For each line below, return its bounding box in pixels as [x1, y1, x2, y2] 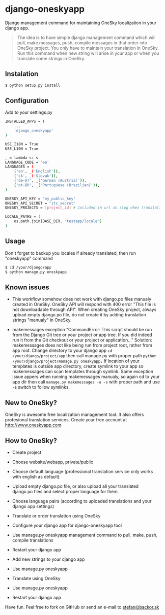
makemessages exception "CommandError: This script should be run [12, 327, 152, 333]
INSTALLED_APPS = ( [5, 119, 45, 124]
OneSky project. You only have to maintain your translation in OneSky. [17, 45, 159, 51]
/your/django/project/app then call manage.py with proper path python [12, 353, 157, 359]
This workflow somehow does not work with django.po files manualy [12, 296, 152, 302]
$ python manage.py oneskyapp [5, 270, 67, 274]
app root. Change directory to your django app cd [12, 347, 112, 353]
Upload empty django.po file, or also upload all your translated [12, 483, 139, 489]
